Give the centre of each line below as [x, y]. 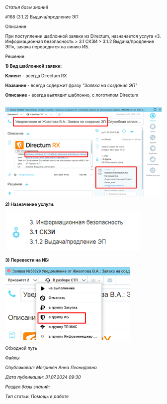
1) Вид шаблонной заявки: [34, 66]
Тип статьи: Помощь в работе [37, 396]
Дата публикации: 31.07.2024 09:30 [43, 377]
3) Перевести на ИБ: [27, 260]
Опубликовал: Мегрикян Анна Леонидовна [51, 367]
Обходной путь [21, 348]
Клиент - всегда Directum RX [36, 76]
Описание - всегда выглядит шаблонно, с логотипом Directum [72, 95]
